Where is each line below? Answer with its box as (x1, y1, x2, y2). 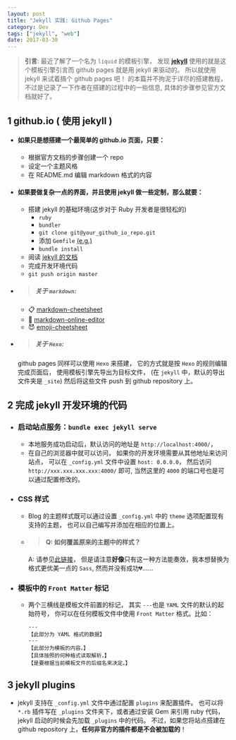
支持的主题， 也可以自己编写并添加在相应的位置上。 (27, 520, 178, 529)
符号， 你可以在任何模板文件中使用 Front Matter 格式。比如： (34, 609, 213, 618)
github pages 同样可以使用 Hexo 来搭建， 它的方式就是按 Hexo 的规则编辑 (17, 359, 228, 367)
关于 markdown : (35, 287, 77, 295)
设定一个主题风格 (27, 162, 78, 170)
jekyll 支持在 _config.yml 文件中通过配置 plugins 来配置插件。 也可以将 (17, 698, 224, 707)
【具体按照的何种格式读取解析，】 (27, 652, 110, 660)
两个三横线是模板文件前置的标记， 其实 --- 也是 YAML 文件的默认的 (27, 601, 218, 609)
